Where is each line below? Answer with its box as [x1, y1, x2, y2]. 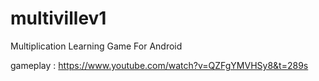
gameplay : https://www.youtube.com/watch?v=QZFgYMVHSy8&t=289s [10, 59, 309, 71]
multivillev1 [10, 7, 107, 30]
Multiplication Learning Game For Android [10, 40, 183, 52]
